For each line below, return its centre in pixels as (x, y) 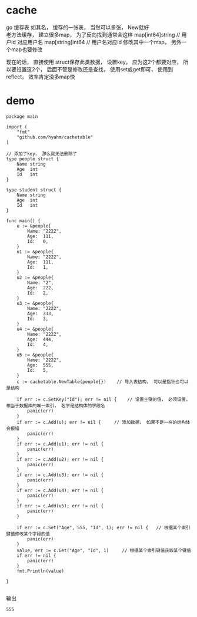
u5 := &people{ (35, 355)
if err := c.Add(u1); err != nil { (60, 444)
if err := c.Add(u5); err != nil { (60, 506)
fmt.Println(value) (41, 571)
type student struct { (34, 190)
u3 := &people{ (35, 303)
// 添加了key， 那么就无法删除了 (42, 154)
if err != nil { (37, 555)
